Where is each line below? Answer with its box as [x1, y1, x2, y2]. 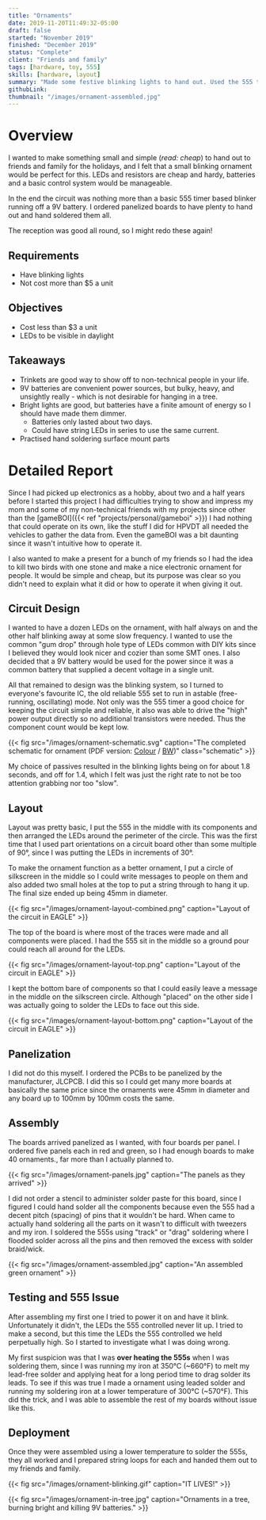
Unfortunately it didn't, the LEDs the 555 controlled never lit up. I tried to [8, 1320, 244, 1330]
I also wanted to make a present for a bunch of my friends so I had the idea [8, 553, 253, 563]
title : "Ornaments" [8, 11, 73, 20]
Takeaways [8, 354, 66, 367]
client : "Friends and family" [8, 56, 108, 64]
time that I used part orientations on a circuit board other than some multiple [8, 840, 257, 849]
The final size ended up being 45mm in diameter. [8, 889, 168, 898]
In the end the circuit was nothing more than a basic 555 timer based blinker [8, 193, 257, 203]
